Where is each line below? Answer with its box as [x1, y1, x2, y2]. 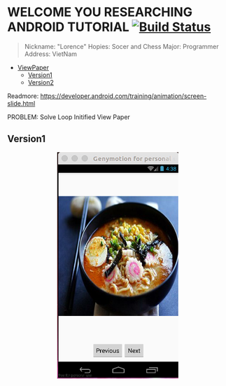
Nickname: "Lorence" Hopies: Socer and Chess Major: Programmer [24, 42, 219, 50]
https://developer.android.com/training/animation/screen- [40, 92, 207, 100]
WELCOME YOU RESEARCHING [7, 4, 192, 20]
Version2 [27, 78, 54, 86]
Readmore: [7, 92, 39, 100]
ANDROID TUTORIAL [7, 19, 129, 35]
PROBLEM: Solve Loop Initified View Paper [7, 113, 131, 121]
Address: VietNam [24, 50, 78, 58]
